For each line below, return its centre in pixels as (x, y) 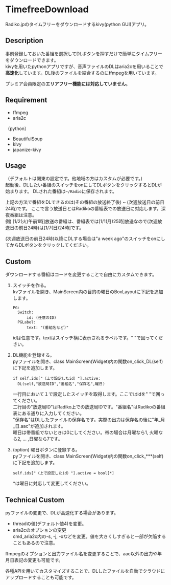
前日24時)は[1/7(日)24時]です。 (51, 228)
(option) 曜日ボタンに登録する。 (46, 450)
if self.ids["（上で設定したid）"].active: (56, 379)
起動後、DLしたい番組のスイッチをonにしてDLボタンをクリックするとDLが (84, 185)
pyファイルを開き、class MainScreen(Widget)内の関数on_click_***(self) (88, 456)
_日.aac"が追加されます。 (39, 426)
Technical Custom (35, 500)
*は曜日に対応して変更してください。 (52, 483)
